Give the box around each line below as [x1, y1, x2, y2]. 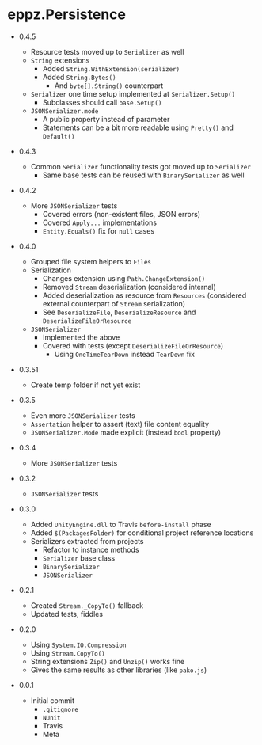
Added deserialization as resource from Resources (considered [42, 291, 247, 300]
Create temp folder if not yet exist [30, 380, 141, 390]
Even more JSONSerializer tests [30, 410, 135, 420]
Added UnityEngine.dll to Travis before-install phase [30, 519, 211, 529]
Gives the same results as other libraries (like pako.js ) [30, 665, 207, 675]
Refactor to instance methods [42, 545, 139, 554]
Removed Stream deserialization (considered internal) [42, 282, 217, 291]
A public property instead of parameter [42, 114, 170, 124]
